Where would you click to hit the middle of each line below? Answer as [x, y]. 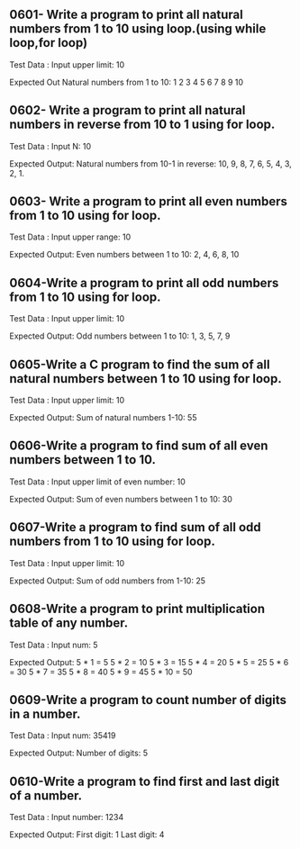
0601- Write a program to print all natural [126, 15]
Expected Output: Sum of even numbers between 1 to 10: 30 [121, 499]
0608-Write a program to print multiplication [137, 609]
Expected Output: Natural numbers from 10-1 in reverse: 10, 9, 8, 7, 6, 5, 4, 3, [151, 163]
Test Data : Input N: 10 [50, 146]
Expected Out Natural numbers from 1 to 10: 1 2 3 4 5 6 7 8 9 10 [127, 82]
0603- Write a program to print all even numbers [149, 202]
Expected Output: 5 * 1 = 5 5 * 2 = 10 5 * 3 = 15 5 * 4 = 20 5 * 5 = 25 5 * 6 [149, 662]
